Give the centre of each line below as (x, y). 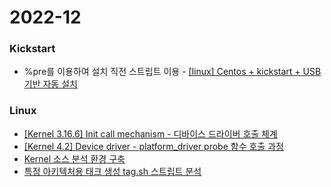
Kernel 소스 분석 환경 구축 (74, 158)
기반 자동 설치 (50, 84)
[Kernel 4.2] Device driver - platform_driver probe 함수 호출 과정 (153, 146)
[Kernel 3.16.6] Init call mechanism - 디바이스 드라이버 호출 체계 (150, 133)
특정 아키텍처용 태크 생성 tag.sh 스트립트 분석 (112, 171)
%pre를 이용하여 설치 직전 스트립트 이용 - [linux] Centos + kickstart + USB (172, 72)
